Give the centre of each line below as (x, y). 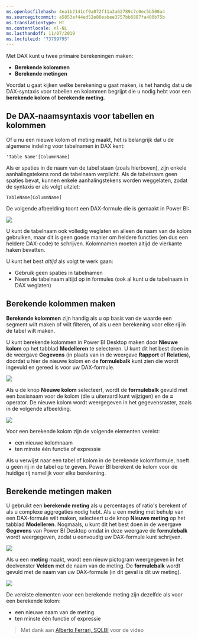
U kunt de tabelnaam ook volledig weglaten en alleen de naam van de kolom (99, 231)
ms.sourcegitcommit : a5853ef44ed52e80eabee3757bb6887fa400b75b (86, 17)
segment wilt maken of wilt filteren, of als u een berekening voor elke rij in (96, 324)
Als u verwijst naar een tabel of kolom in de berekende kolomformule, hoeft (98, 460)
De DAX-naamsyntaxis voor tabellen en (80, 116)
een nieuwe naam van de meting (54, 612)
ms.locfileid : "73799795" (38, 39)
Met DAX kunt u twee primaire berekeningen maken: (70, 56)
